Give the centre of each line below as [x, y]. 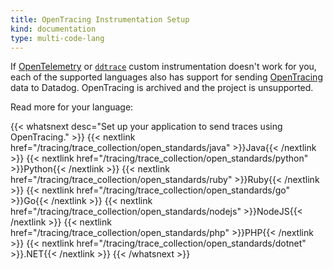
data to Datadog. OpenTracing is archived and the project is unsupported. [162, 88]
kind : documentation [53, 29]
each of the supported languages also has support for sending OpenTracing [166, 77]
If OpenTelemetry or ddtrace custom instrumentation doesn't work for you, [163, 67]
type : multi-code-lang [57, 38]
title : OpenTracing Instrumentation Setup [100, 19]
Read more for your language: [72, 107]
